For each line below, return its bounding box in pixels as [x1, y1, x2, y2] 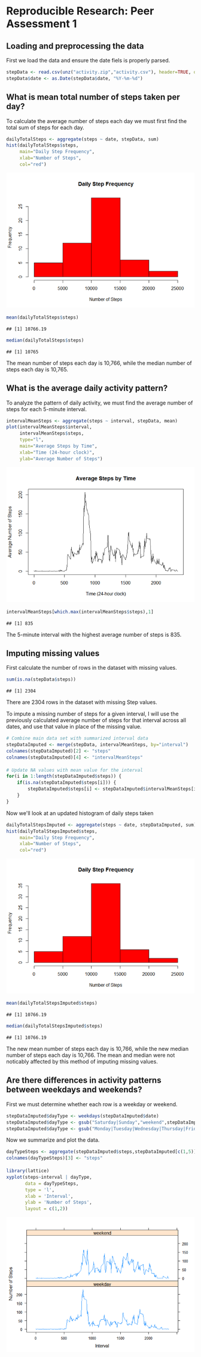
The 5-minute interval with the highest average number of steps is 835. [6, 631, 182, 638]
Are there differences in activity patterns [6, 1076, 162, 1086]
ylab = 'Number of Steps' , [25, 1199, 93, 1206]
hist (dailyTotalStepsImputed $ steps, [6, 828, 98, 834]
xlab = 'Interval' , [25, 1193, 74, 1199]
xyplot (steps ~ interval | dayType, [6, 1174, 93, 1180]
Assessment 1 [6, 17, 77, 31]
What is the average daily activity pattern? [6, 383, 168, 394]
